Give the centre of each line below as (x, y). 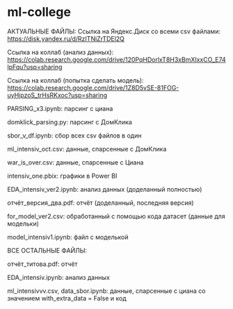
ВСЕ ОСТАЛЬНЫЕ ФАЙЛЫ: (47, 250)
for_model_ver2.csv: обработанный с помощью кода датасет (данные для (116, 216)
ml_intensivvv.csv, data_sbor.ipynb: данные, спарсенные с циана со (106, 291)
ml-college (39, 12)
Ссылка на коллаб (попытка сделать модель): (75, 80)
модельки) (23, 224)
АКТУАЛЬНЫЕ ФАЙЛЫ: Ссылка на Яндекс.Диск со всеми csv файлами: (114, 31)
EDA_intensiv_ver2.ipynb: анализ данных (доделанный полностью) (105, 189)
